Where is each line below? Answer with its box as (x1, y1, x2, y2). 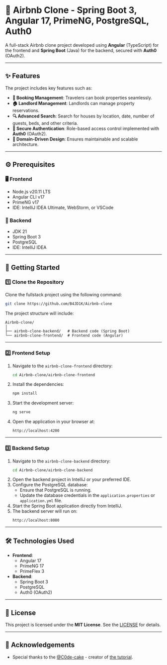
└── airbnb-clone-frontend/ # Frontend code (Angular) (5, 333, 123, 338)
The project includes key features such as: (5, 85, 92, 91)
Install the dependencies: (12, 381, 65, 387)
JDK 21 (12, 228, 27, 234)
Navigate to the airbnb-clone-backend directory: (12, 458, 111, 464)
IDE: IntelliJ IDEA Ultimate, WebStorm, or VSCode (12, 205, 114, 211)
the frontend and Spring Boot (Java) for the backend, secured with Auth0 (5, 47, 157, 53)
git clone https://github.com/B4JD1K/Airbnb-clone (5, 301, 112, 307)
